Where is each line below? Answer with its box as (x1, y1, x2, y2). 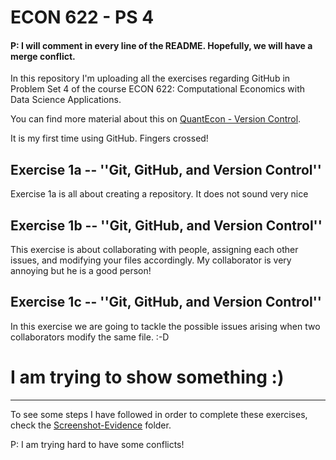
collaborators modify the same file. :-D (10, 331, 170, 343)
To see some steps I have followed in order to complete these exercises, (10, 408, 308, 420)
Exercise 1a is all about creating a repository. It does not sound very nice (10, 188, 309, 200)
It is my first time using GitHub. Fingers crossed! (10, 132, 209, 145)
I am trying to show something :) (10, 366, 285, 389)
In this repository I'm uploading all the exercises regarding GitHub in (10, 72, 291, 85)
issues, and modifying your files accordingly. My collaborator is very (10, 254, 292, 266)
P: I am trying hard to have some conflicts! (10, 438, 185, 450)
